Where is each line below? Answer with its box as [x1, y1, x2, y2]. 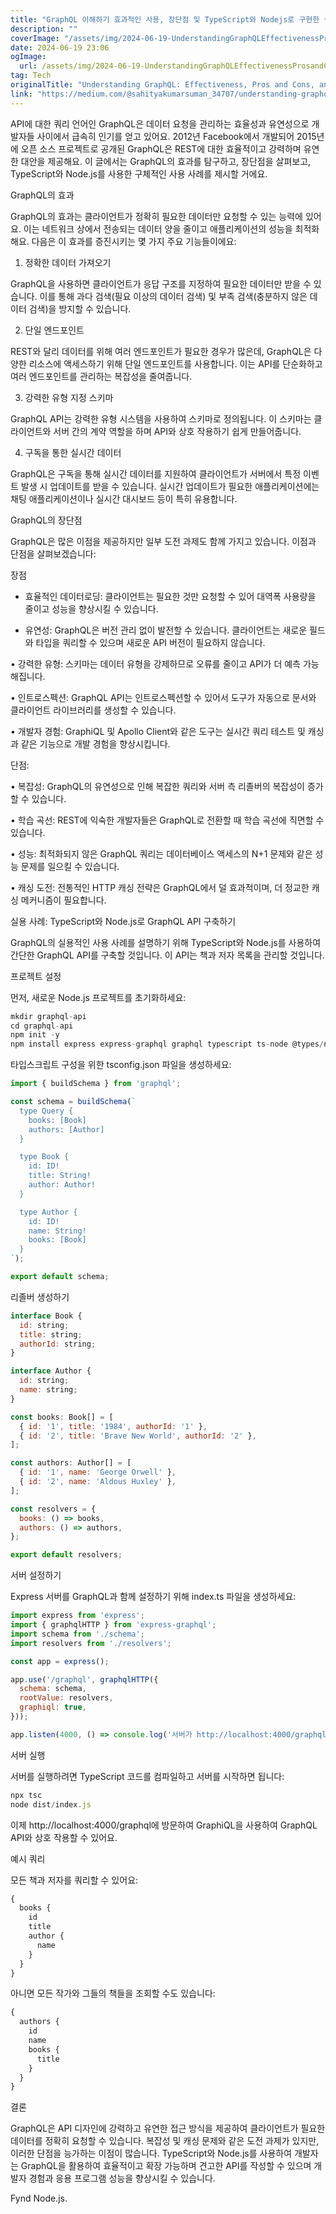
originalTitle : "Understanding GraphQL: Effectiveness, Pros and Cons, [10, 80, 315, 90]
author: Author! [28, 1180, 97, 1190]
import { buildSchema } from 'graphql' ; [10, 1079, 182, 1089]
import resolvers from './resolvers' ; [10, 1638, 172, 1648]
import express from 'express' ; [10, 1611, 145, 1621]
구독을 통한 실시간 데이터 [24, 446, 122, 458]
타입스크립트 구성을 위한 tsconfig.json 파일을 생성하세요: [10, 1059, 232, 1071]
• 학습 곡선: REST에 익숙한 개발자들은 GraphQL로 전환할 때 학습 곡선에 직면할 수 [10, 814, 325, 826]
